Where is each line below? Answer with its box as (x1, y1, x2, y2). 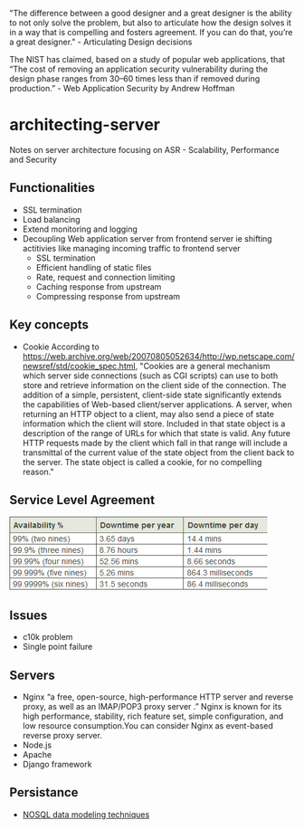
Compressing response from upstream (35, 291, 181, 301)
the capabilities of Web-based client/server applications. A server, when (22, 398, 292, 410)
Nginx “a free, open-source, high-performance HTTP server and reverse (22, 691, 294, 702)
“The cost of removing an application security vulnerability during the (9, 63, 269, 74)
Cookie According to (22, 341, 100, 352)
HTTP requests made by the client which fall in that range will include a (22, 437, 288, 448)
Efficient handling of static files (35, 262, 152, 272)
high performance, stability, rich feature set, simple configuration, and (22, 710, 284, 721)
